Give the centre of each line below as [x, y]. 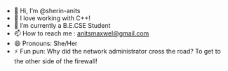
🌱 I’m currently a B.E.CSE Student [62, 25]
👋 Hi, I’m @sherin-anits [47, 11]
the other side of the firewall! [55, 61]
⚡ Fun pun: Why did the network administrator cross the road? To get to [117, 51]
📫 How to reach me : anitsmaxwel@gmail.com [81, 33]
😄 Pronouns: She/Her [46, 43]
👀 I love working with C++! [52, 18]
